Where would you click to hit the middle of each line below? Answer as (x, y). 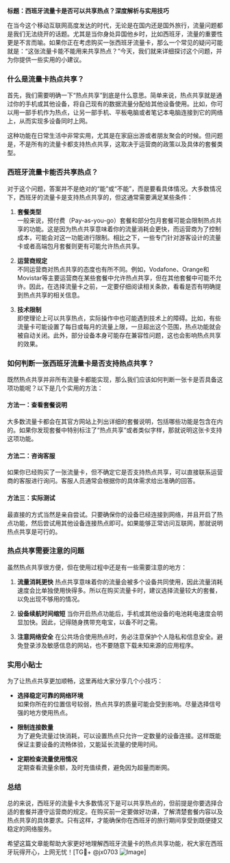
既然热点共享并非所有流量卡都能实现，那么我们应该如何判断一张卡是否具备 (112, 379)
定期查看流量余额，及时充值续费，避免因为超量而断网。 (95, 768)
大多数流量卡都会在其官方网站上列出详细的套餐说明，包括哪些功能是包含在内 (115, 422)
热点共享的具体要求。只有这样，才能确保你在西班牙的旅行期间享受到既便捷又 (115, 820)
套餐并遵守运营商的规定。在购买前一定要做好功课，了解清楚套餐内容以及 (121, 812)
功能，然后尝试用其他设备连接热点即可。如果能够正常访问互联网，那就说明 (118, 523)
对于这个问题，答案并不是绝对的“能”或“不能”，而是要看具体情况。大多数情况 (114, 189)
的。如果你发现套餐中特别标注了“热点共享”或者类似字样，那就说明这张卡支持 (115, 430)
